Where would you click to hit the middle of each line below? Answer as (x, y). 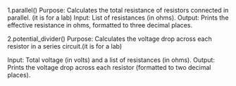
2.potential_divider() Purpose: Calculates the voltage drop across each (110, 39)
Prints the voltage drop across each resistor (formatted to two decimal (109, 67)
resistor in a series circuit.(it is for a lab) (65, 46)
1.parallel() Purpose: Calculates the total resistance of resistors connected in (118, 10)
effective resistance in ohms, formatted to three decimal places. (100, 25)
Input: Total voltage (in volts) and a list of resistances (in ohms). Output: (111, 60)
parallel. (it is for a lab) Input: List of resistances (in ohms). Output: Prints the (118, 18)
